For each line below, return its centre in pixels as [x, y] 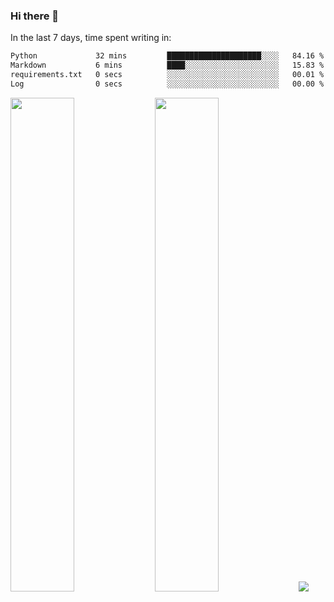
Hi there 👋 [35, 16]
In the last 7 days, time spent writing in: [91, 38]
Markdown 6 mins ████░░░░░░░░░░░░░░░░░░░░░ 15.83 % [167, 65]
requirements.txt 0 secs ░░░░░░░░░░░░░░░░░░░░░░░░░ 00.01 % [167, 75]
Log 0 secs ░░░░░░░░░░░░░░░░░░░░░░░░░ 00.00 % [167, 84]
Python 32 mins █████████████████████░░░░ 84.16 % [167, 56]
